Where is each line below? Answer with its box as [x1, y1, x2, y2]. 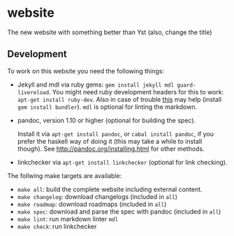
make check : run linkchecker [17, 222, 97, 230]
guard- [177, 82, 196, 89]
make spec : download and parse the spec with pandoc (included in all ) [17, 207, 221, 216]
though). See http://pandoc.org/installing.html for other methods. [17, 145, 205, 153]
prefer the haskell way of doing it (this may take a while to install [17, 137, 203, 145]
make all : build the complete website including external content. [17, 185, 203, 193]
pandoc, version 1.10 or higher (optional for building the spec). [17, 116, 196, 124]
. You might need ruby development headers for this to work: [48, 87, 224, 96]
